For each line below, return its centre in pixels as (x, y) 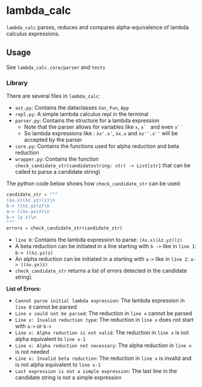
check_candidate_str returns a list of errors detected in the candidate (101, 271)
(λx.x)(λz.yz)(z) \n (31, 200)
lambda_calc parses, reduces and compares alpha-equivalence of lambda (97, 27)
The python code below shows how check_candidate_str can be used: (94, 184)
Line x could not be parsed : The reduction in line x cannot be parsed (103, 313)
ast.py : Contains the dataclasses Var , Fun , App (72, 108)
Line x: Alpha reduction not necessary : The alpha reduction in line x (103, 345)
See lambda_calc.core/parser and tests (56, 67)
